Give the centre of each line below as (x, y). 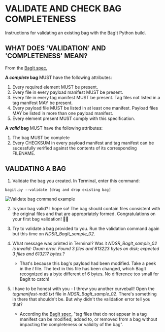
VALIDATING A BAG (36, 169)
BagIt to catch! (34, 279)
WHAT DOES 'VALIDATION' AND (55, 48)
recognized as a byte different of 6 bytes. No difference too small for (89, 274)
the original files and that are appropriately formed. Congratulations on (84, 214)
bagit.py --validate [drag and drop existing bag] (58, 190)
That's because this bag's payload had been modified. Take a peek (88, 263)
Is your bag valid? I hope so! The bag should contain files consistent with (86, 208)
